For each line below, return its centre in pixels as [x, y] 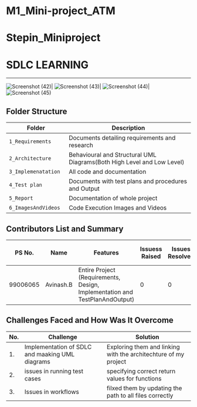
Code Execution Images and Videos [118, 208]
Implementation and [106, 292]
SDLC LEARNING [47, 64]
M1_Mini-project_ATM [61, 11]
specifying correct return [141, 371]
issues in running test [54, 371]
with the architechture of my [145, 354]
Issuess [151, 249]
